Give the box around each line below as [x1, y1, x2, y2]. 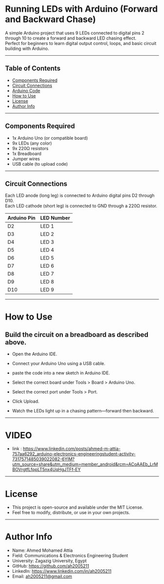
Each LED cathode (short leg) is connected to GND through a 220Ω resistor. [5, 203, 158, 209]
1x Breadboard [12, 151, 41, 156]
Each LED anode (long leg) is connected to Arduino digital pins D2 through [5, 193, 155, 198]
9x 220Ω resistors [12, 145, 49, 151]
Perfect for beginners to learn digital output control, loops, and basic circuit [5, 40, 157, 46]
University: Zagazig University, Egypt [12, 558, 87, 564]
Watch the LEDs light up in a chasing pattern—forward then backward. [12, 408, 154, 414]
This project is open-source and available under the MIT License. [12, 504, 143, 510]
